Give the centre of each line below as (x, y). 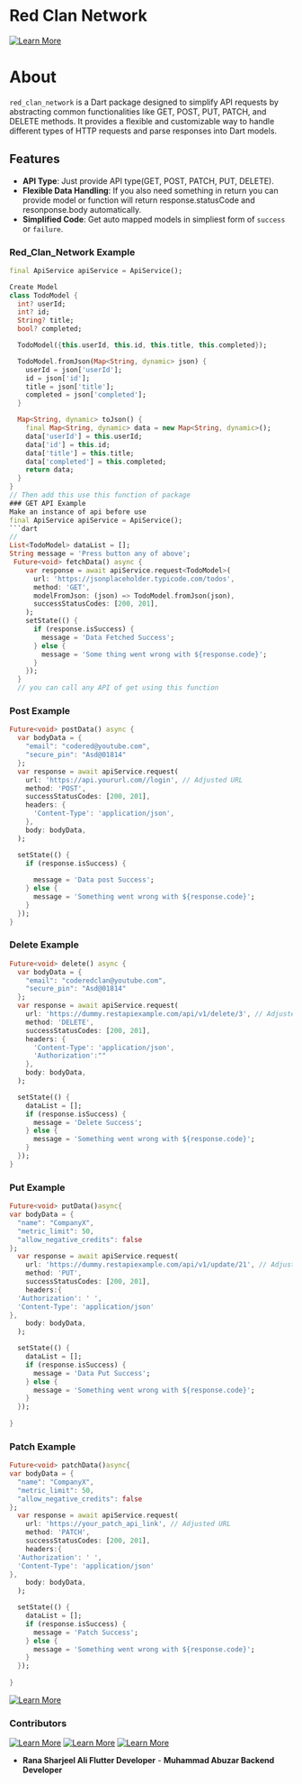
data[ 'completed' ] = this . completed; (96, 462)
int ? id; (34, 312)
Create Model (34, 287)
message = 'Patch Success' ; (86, 1633)
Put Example (37, 1187)
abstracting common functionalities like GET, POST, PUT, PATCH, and (138, 111)
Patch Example (43, 1446)
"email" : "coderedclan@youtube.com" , (96, 980)
